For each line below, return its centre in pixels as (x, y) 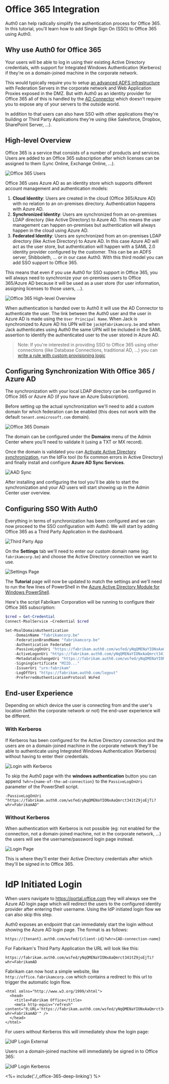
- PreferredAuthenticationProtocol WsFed (57, 677)
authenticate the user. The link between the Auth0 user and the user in (78, 313)
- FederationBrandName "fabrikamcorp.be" (57, 640)
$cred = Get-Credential (30, 617)
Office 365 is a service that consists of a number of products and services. (83, 153)
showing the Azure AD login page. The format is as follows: (67, 929)
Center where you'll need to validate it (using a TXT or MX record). (74, 442)
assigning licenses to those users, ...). (45, 288)
